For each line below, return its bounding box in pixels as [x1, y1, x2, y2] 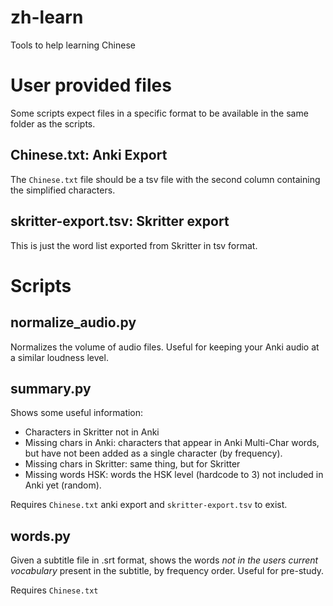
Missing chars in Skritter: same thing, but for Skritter [24, 458, 241, 470]
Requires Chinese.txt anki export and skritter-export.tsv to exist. [10, 499, 288, 511]
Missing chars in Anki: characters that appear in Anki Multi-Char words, [24, 437, 320, 449]
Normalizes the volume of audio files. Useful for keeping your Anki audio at [10, 341, 320, 353]
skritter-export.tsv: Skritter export [10, 213, 230, 230]
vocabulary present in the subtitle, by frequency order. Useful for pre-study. [10, 565, 325, 577]
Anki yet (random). [24, 479, 102, 491]
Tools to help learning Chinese [10, 39, 136, 51]
